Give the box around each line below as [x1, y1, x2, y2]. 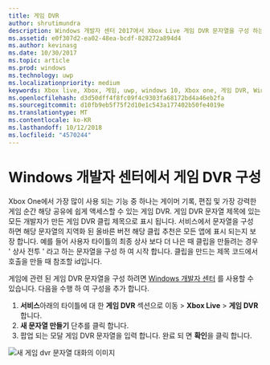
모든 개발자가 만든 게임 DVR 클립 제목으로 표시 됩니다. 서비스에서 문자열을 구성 [8, 216, 254, 225]
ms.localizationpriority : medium [8, 79, 121, 87]
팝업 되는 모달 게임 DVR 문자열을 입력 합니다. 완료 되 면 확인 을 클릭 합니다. [19, 331, 252, 340]
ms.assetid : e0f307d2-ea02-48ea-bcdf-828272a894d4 [8, 34, 182, 43]
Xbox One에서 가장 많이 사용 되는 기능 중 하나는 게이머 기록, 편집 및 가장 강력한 [8, 196, 257, 205]
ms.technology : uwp [8, 71, 74, 79]
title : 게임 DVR [8, 11, 59, 20]
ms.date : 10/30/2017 [8, 49, 78, 57]
